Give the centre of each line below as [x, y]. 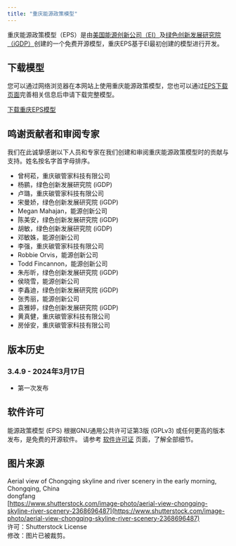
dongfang [21, 495]
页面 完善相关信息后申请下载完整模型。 [63, 95]
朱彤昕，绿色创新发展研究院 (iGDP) [68, 273]
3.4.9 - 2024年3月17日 [46, 371]
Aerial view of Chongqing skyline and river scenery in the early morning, [112, 481]
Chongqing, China [33, 488]
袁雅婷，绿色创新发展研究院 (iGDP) [68, 308]
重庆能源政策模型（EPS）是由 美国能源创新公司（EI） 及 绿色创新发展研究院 [114, 34]
